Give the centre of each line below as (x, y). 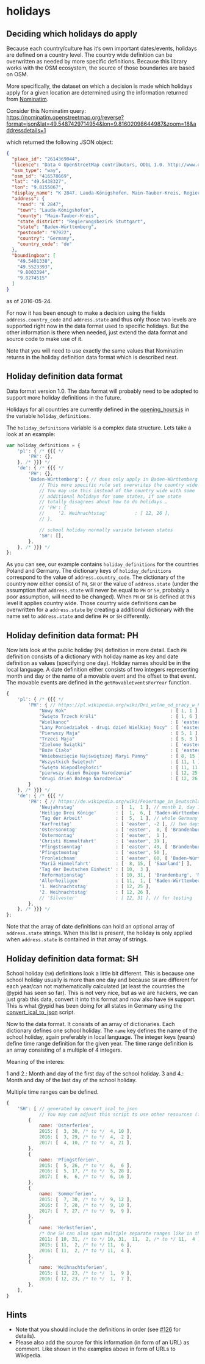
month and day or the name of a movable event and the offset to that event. (101, 676)
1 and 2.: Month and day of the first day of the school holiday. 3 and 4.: (95, 1073)
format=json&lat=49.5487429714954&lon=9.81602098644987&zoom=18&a (101, 124)
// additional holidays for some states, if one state (110, 496)
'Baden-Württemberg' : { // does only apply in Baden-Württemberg (113, 479)
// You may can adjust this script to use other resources (115, 1115)
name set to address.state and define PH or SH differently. (78, 616)
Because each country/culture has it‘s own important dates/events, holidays (102, 48)
